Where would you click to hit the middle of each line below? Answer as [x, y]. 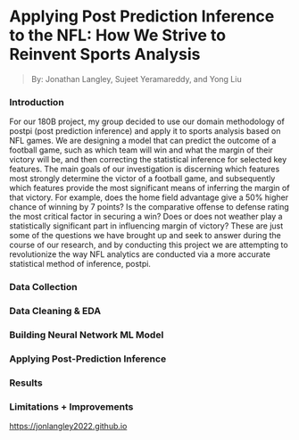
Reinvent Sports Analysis [105, 54]
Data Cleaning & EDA [55, 311]
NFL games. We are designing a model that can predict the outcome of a [143, 141]
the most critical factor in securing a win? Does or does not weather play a [146, 217]
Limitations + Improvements [71, 406]
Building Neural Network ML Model [87, 335]
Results [26, 383]
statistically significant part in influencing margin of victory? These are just [146, 226]
